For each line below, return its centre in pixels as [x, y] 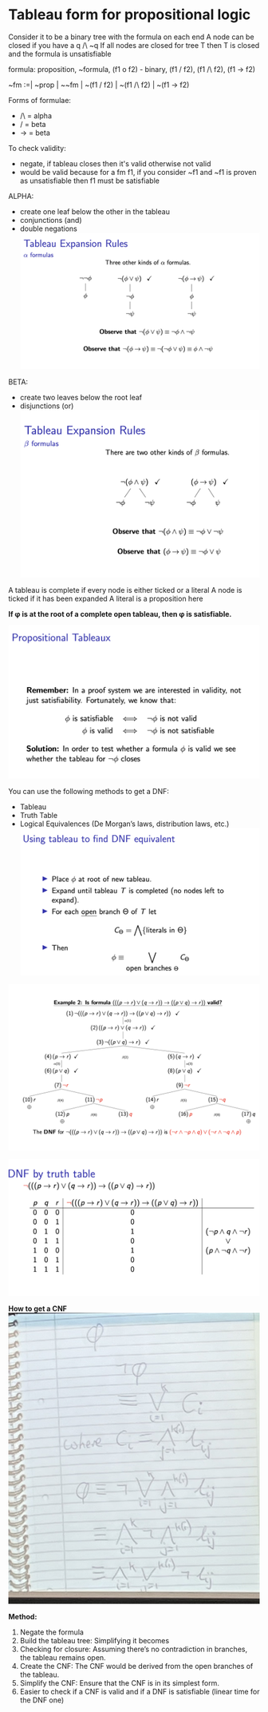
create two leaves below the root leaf [81, 397]
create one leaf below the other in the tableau [95, 211]
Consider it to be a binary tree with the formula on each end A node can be [131, 37]
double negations [49, 228]
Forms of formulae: [40, 100]
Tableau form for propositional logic [130, 15]
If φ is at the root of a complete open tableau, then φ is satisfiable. [120, 614]
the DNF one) [42, 1700]
